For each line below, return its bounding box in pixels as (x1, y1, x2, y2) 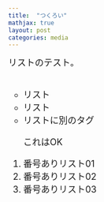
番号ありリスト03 (23, 184, 97, 196)
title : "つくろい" (8, 11, 68, 20)
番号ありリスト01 (23, 159, 95, 170)
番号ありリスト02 (23, 171, 97, 182)
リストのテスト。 (8, 57, 80, 69)
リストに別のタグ (23, 115, 95, 126)
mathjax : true (8, 19, 55, 27)
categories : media (8, 33, 69, 42)
